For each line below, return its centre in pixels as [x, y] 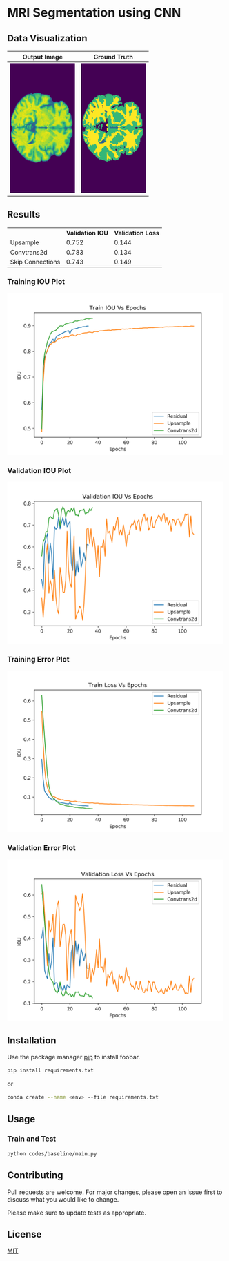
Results [24, 214]
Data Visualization [47, 38]
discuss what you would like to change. [63, 1199]
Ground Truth [113, 57]
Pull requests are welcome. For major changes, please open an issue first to [115, 1192]
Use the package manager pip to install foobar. [73, 1057]
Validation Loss [137, 233]
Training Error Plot [38, 659]
